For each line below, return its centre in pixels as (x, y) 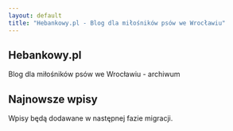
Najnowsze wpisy (53, 99)
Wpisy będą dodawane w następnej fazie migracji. (91, 118)
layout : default (35, 15)
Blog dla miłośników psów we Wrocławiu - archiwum (94, 74)
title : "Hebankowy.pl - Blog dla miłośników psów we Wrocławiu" (117, 23)
